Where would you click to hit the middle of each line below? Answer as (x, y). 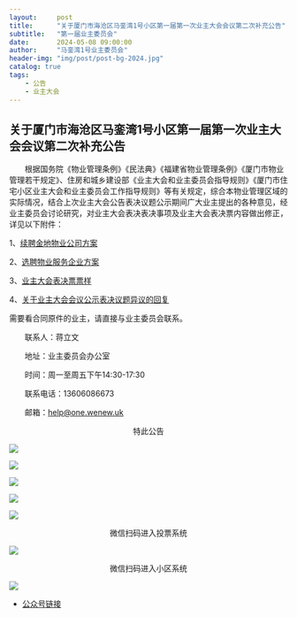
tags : (19, 75)
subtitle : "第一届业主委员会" (63, 34)
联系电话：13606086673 (70, 394)
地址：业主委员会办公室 (68, 356)
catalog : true (35, 67)
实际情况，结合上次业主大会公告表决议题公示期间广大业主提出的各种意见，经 (148, 202)
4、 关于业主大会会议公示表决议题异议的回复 (89, 300)
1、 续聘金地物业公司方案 (53, 243)
